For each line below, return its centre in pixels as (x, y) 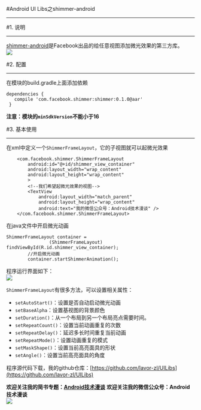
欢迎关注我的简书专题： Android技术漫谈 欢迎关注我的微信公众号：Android (98, 387)
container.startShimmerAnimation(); (73, 259)
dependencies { (25, 94)
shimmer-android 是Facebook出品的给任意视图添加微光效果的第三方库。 (95, 46)
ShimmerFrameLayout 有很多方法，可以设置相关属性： (70, 290)
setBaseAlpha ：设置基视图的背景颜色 (60, 310)
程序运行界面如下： (30, 271)
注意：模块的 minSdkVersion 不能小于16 (53, 116)
